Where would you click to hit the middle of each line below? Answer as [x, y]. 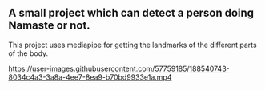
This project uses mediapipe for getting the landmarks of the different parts [133, 45]
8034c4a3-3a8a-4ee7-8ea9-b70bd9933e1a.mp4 [90, 77]
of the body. [28, 53]
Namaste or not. [49, 26]
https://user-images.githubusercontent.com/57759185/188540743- [119, 68]
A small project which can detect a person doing [131, 13]
